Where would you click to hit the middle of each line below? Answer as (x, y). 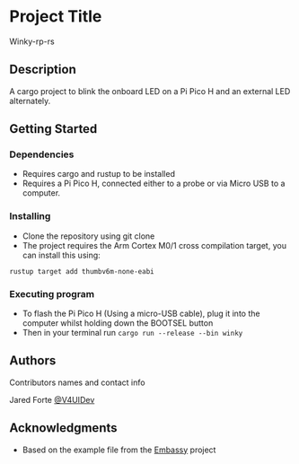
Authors (33, 361)
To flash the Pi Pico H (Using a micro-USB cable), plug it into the (141, 314)
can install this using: (61, 255)
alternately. (30, 101)
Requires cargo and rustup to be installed (98, 174)
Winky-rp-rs (32, 41)
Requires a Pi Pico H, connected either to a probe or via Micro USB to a (154, 184)
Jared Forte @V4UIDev (52, 399)
